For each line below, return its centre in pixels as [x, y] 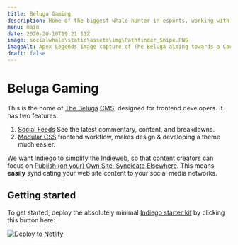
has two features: [33, 115]
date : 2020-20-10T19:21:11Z [49, 34]
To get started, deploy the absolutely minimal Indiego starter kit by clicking [116, 212]
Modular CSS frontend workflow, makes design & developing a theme [119, 137]
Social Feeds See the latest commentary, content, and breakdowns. [116, 129]
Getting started [42, 195]
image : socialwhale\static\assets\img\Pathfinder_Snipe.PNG [98, 40]
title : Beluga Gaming [39, 14]
